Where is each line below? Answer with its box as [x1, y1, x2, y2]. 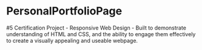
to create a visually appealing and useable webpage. [6, 37, 138, 44]
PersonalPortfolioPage [6, 4, 123, 18]
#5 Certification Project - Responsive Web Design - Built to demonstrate [6, 24, 187, 31]
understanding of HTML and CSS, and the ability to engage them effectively [6, 30, 196, 37]
